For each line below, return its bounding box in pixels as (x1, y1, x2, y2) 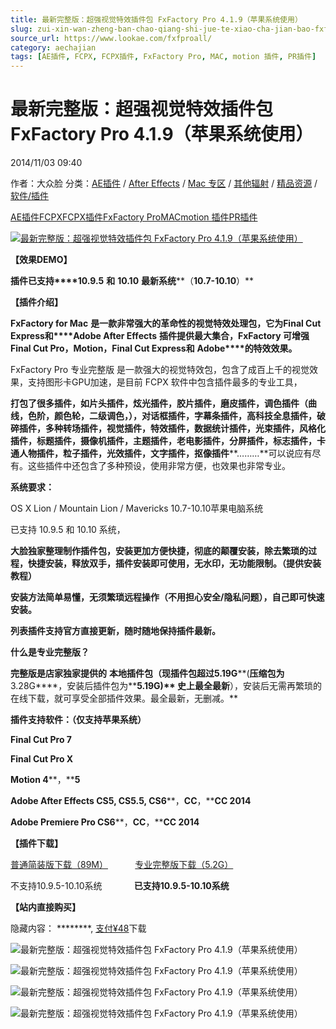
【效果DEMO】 (10, 254, 73, 266)
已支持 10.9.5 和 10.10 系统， (10, 524, 126, 536)
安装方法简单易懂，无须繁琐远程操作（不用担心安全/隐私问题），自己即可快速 (10, 591, 325, 603)
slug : (10, 24, 33, 34)
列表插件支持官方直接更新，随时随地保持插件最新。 (10, 625, 221, 637)
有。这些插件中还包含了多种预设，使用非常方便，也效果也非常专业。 (10, 460, 291, 472)
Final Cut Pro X (10, 753, 74, 765)
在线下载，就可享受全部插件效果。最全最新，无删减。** (10, 692, 239, 705)
